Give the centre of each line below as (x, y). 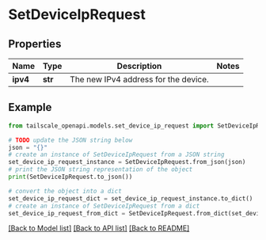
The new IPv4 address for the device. (140, 79)
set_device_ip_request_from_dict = (67, 213)
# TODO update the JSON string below (70, 140)
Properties (35, 44)
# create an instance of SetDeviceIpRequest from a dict (104, 206)
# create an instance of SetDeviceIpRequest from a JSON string (116, 155)
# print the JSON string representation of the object (101, 170)
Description (139, 66)
